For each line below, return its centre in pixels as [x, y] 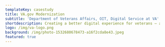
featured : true [21, 37]
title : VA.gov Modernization [35, 14]
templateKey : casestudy [29, 10]
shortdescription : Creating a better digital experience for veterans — [81, 23]
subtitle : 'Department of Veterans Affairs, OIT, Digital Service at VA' [82, 19]
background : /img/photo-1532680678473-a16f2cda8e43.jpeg [65, 32]
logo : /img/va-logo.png [29, 28]
